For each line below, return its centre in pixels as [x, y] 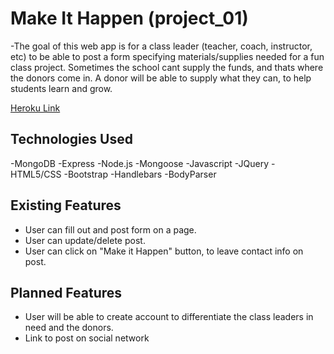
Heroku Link [35, 108]
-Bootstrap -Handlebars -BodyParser [140, 174]
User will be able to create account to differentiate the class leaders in [169, 317]
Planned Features [66, 292]
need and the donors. [69, 328]
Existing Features [66, 205]
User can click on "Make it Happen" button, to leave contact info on [164, 251]
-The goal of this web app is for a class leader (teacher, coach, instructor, [161, 46]
